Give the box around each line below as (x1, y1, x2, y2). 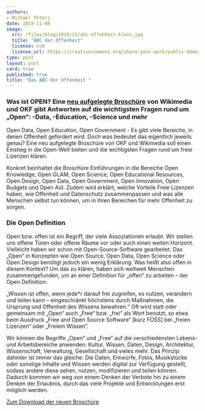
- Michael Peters (6, 15, 51, 21)
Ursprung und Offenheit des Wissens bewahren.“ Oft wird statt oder (6, 303, 178, 310)
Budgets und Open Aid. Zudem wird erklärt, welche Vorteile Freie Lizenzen (6, 184, 194, 191)
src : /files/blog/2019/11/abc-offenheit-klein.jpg (12, 32, 143, 38)
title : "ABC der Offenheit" (12, 37, 84, 43)
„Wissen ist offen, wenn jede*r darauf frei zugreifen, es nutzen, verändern (6, 290, 192, 297)
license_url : (12, 49, 45, 55)
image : (6, 26, 23, 32)
